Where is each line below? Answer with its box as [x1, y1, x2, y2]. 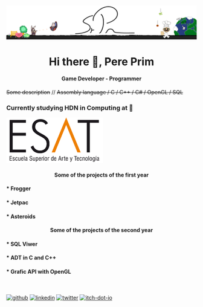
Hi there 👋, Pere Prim [48, 54, 155, 68]
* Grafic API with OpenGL [6, 268, 71, 275]
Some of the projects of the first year [54, 171, 149, 178]
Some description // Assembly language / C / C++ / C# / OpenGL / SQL [6, 88, 183, 95]
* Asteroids [6, 213, 36, 220]
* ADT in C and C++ [6, 254, 56, 262]
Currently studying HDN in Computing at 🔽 [6, 103, 134, 112]
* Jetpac [6, 199, 29, 206]
